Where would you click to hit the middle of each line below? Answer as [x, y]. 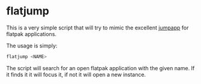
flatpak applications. [32, 34]
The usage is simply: [32, 46]
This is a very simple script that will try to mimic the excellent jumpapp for [97, 28]
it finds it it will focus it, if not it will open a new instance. [76, 74]
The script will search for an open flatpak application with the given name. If [100, 68]
